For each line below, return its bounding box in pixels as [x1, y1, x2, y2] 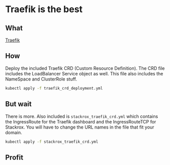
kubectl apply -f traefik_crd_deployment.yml [5, 86, 103, 91]
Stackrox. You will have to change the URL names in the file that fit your [5, 124, 154, 130]
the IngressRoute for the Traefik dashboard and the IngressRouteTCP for [5, 118, 156, 125]
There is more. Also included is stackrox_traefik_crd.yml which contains [5, 113, 158, 119]
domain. [5, 129, 22, 135]
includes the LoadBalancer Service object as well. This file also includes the [5, 70, 163, 76]
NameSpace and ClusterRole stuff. [5, 76, 77, 82]
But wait [5, 100, 32, 108]
